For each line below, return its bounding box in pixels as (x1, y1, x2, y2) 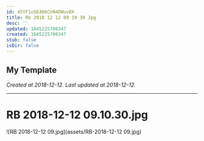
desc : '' (6, 20, 29, 26)
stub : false (6, 37, 36, 43)
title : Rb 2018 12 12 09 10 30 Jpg (6, 15, 97, 21)
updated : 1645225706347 (6, 25, 67, 32)
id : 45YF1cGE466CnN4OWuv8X (6, 8, 75, 15)
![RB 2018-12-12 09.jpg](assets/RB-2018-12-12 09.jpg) (6, 128, 141, 135)
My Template (6, 65, 57, 76)
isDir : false (6, 43, 39, 49)
